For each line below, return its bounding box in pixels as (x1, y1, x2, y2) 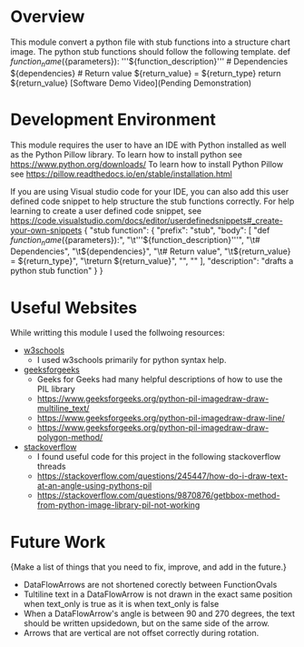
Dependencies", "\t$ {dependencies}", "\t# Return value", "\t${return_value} (10, 246, 291, 257)
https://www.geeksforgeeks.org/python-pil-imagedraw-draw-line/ (36, 412, 285, 424)
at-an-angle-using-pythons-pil (36, 480, 152, 491)
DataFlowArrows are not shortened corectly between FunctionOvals (23, 580, 278, 591)
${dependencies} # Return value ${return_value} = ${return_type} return (10, 67, 281, 78)
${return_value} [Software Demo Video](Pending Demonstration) (10, 77, 252, 88)
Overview (10, 6, 85, 27)
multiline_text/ (36, 403, 90, 414)
